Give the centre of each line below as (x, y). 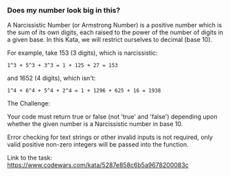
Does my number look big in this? (64, 10)
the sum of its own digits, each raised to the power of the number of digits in (115, 32)
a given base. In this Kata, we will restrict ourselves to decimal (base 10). (110, 40)
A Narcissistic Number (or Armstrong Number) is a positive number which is (115, 25)
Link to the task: (30, 158)
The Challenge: (28, 103)
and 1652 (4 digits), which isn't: (51, 78)
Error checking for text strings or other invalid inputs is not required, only (110, 137)
